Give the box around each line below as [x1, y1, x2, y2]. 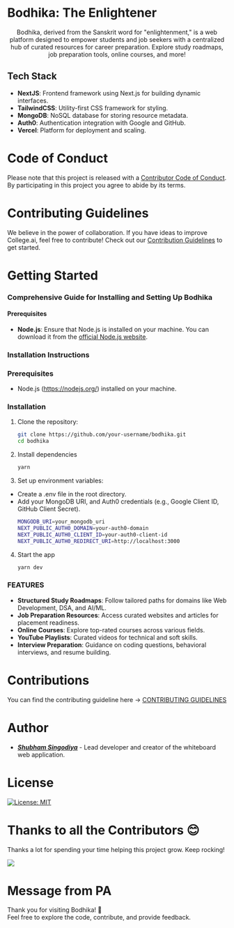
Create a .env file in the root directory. [17, 490, 127, 499]
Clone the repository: [17, 418, 79, 426]
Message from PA [7, 883, 112, 899]
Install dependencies [17, 450, 78, 459]
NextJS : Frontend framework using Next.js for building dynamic [17, 89, 201, 97]
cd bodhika [17, 438, 49, 445]
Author [7, 720, 49, 736]
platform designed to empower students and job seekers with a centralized [9, 35, 225, 43]
